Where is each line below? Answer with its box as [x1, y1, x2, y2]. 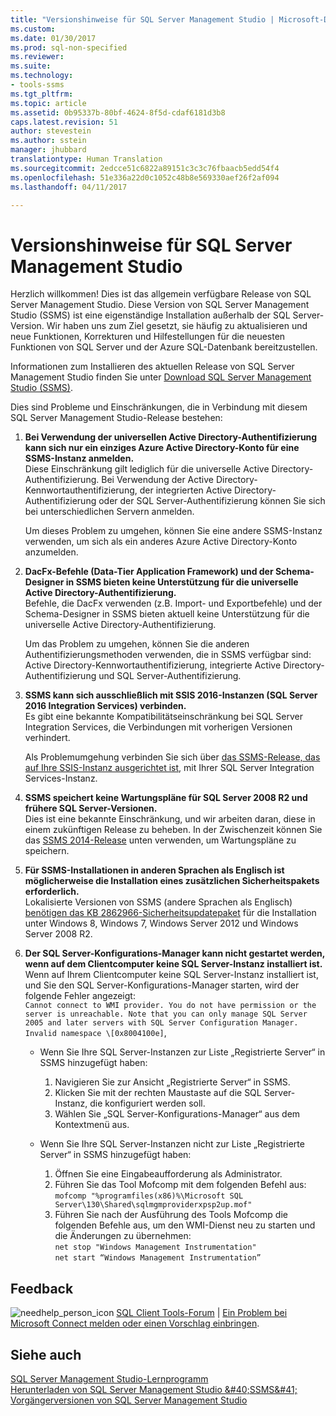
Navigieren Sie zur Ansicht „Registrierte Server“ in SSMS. [54, 1076, 291, 1088]
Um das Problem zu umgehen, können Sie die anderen [24, 638, 250, 650]
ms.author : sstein [10, 136, 87, 146]
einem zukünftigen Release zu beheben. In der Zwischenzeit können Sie [24, 824, 323, 836]
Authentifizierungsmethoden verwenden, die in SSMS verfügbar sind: [24, 649, 312, 661]
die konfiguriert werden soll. [89, 1097, 206, 1110]
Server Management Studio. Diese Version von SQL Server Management [10, 299, 310, 311]
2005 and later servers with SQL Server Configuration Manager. [24, 1018, 299, 1028]
